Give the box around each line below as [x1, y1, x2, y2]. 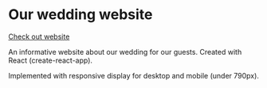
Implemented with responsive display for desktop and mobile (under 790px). [8, 71, 259, 80]
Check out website [8, 32, 70, 41]
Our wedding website [8, 6, 153, 24]
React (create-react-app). [8, 55, 93, 65]
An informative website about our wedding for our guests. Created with [8, 47, 242, 56]
